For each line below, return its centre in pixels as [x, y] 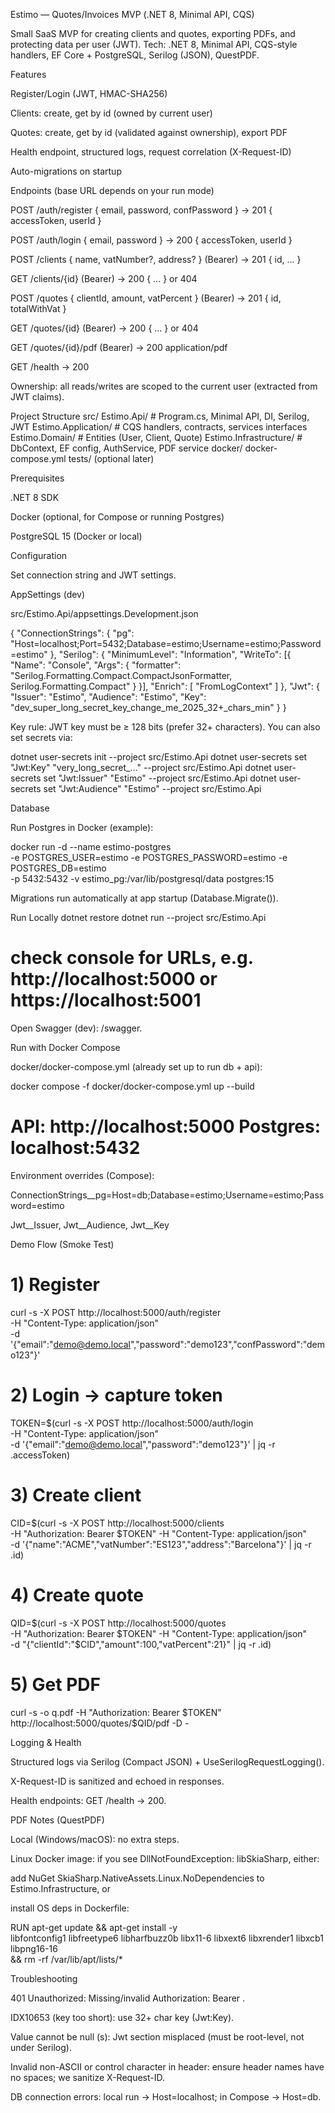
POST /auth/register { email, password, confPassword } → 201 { [141, 210]
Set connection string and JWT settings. [93, 575]
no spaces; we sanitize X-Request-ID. [87, 2077]
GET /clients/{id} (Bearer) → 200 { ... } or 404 [104, 278]
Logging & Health [46, 1742]
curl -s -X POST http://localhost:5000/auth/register [116, 1312]
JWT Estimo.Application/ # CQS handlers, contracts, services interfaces [159, 427]
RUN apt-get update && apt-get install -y [94, 1927]
